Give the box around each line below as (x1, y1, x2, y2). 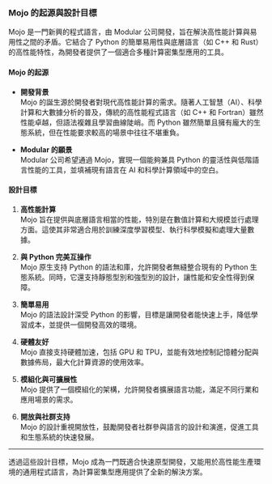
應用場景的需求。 (19, 394, 78, 404)
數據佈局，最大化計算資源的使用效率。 (19, 357, 148, 367)
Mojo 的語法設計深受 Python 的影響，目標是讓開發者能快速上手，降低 (19, 309, 251, 319)
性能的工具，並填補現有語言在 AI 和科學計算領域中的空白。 (27, 164, 223, 175)
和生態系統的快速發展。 (19, 431, 99, 442)
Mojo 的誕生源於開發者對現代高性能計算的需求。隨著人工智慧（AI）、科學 (19, 97, 262, 107)
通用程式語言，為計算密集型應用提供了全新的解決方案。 (22, 467, 207, 477)
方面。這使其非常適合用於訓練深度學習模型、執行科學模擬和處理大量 (19, 224, 248, 234)
